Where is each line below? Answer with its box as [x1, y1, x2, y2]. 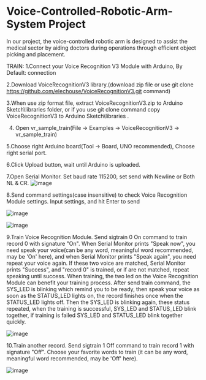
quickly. [6, 317, 26, 325]
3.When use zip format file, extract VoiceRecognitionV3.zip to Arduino [6, 99, 183, 107]
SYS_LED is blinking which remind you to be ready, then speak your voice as [6, 285, 200, 292]
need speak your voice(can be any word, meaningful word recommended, [6, 246, 194, 254]
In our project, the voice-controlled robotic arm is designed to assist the [6, 37, 188, 45]
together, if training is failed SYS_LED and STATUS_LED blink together [6, 311, 183, 319]
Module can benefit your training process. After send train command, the [6, 279, 191, 286]
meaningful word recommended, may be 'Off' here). [6, 354, 138, 362]
